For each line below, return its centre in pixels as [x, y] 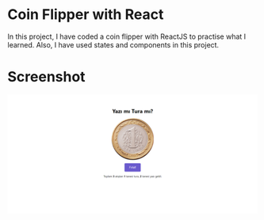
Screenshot [46, 77]
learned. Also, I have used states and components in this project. [113, 44]
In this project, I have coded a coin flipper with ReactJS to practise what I [127, 36]
